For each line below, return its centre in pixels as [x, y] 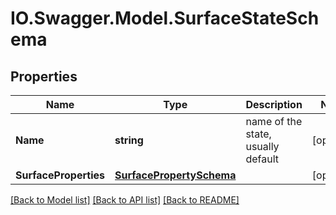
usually [262, 146]
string [129, 140]
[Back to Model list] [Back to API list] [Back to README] [125, 200]
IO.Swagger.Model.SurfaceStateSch [165, 18]
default [262, 159]
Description [274, 104]
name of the [274, 121]
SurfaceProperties [60, 175]
